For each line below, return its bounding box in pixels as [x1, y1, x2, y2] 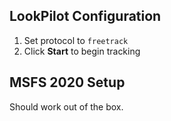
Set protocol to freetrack [23, 34, 129, 46]
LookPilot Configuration [9, 8, 162, 25]
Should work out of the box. [9, 100, 124, 113]
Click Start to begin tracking [23, 45, 141, 57]
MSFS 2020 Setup [9, 74, 126, 91]
